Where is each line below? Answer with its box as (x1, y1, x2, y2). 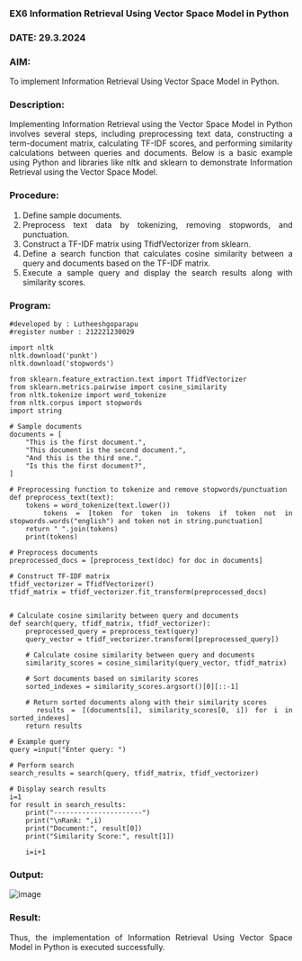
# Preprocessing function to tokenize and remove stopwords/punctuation (9, 485, 288, 494)
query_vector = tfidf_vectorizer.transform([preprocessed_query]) (25, 635, 280, 644)
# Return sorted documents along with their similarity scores (25, 698, 268, 707)
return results (25, 721, 83, 731)
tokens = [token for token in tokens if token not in (43, 509, 293, 518)
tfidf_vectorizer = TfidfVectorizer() (9, 580, 155, 589)
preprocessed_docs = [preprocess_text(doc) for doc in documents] (9, 557, 263, 566)
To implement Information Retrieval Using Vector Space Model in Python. (9, 76, 280, 87)
